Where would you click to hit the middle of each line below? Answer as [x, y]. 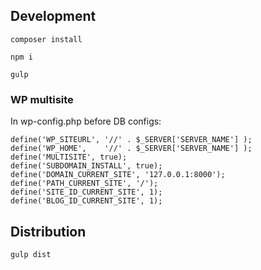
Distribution [48, 231]
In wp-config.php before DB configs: [86, 121]
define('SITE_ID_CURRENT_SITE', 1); [86, 192]
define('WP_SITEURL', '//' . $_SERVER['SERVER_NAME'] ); [131, 140]
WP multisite [42, 99]
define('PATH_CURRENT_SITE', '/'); [84, 184]
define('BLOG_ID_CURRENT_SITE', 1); [86, 201]
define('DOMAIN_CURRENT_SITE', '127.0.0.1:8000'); [118, 175]
